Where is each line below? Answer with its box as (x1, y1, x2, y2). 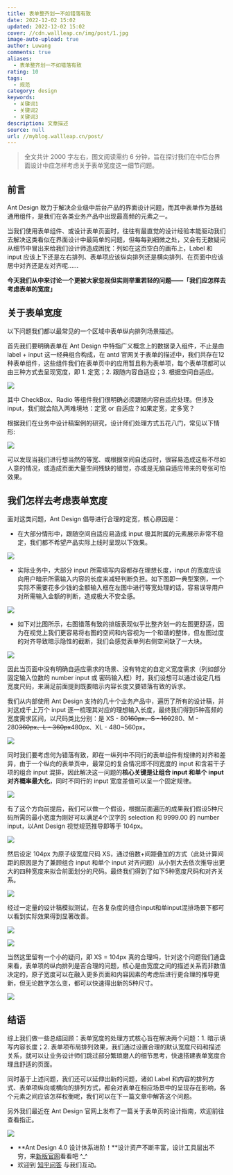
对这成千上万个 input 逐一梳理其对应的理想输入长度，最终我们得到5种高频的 (7, 705, 223, 713)
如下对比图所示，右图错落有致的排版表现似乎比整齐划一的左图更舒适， (17, 619, 218, 628)
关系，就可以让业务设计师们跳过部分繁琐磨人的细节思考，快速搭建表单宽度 (7, 1051, 220, 1059)
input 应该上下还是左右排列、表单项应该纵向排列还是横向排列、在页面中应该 (7, 253, 224, 261)
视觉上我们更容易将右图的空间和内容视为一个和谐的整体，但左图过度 (29, 628, 224, 636)
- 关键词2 (13, 107, 39, 114)
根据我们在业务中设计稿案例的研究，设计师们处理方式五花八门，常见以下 (7, 419, 214, 427)
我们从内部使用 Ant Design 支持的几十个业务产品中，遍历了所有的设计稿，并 (7, 697, 225, 705)
